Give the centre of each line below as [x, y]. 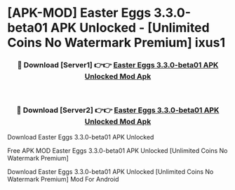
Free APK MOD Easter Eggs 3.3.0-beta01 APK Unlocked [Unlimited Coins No [117, 150]
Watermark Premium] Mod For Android [63, 179]
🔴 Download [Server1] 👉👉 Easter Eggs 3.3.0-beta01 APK [118, 65]
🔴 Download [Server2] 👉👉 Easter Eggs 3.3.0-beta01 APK [118, 110]
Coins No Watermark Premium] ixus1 [116, 43]
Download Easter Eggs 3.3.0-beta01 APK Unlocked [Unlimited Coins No [110, 171]
